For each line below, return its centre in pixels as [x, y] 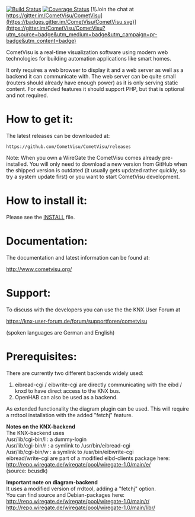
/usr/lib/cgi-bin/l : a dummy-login [47, 439]
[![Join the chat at [113, 9]
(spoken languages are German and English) [60, 332]
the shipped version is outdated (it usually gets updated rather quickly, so [96, 170]
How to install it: [47, 201]
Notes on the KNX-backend [41, 426]
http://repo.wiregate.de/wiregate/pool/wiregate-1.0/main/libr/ [81, 507]
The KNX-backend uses [35, 433]
